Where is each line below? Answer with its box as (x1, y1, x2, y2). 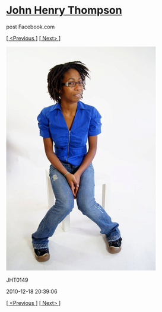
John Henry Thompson (6, 4, 123, 17)
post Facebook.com (6, 23, 55, 30)
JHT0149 (6, 276, 28, 284)
